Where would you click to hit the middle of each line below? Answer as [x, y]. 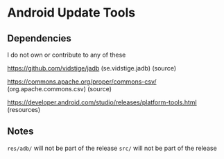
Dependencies [39, 38]
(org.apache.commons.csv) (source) [60, 89]
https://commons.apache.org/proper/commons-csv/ [82, 82]
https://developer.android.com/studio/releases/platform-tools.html [102, 102]
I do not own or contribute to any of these [67, 55]
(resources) [24, 110]
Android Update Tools [71, 13]
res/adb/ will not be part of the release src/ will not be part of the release [112, 148]
